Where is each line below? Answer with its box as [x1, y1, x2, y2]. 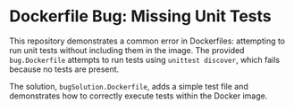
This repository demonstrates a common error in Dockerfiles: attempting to [9, 35, 286, 46]
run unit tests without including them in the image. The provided [9, 44, 245, 55]
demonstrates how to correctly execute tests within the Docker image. [9, 90, 268, 101]
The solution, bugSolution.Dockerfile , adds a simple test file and [9, 81, 248, 91]
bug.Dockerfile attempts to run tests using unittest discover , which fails [9, 54, 280, 65]
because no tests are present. [9, 64, 120, 75]
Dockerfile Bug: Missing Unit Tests [9, 6, 272, 27]
